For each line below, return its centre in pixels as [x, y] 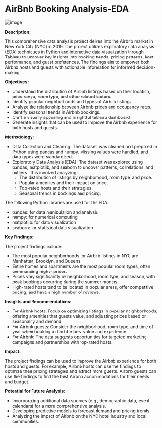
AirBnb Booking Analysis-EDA [67, 9]
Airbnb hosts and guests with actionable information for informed [70, 67]
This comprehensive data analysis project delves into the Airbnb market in [79, 41]
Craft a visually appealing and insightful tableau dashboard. [71, 117]
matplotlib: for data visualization [44, 222]
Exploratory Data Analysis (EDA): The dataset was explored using [77, 162]
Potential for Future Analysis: [35, 391]
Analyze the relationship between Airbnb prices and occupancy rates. [82, 107]
